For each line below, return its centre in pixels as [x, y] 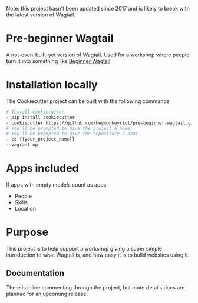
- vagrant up [22, 145]
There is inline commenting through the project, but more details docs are [95, 287]
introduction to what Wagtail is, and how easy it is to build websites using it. [98, 255]
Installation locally [52, 85]
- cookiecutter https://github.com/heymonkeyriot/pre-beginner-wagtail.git [101, 123]
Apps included [43, 169]
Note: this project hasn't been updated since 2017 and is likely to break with [98, 9]
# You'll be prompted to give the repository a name [72, 134]
